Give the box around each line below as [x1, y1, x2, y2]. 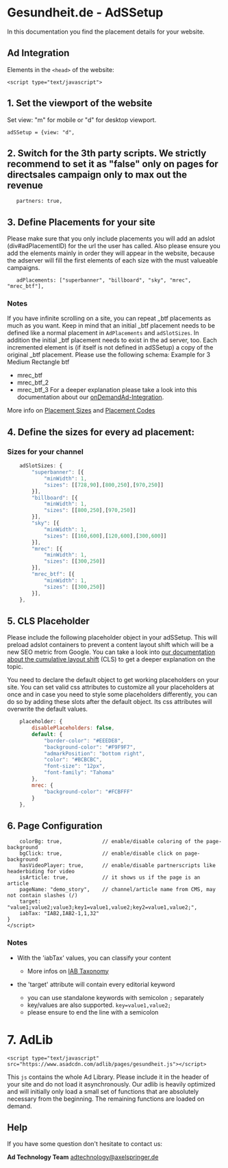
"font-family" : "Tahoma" [43, 769, 115, 776]
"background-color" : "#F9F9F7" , [43, 744, 136, 751]
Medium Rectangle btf [7, 358, 70, 366]
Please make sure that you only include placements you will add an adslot [7, 234, 216, 243]
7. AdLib [7, 1032, 53, 1047]
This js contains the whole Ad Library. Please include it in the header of [7, 1073, 210, 1081]
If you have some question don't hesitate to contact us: [7, 1140, 163, 1148]
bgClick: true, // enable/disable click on [19, 850, 183, 857]
